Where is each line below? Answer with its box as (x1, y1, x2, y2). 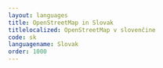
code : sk (8, 33, 37, 41)
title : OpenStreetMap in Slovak (8, 19, 114, 27)
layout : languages (8, 11, 68, 20)
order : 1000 (8, 48, 47, 55)
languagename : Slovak (8, 41, 79, 48)
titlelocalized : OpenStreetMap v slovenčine (8, 26, 156, 34)
